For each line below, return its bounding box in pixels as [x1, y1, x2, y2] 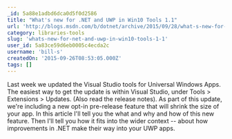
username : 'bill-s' [7, 49, 64, 56]
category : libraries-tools [7, 29, 85, 36]
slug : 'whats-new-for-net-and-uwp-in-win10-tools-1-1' [7, 36, 168, 43]
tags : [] [7, 61, 32, 68]
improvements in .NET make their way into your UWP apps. [7, 124, 175, 132]
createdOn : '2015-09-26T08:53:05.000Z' [7, 55, 122, 62]
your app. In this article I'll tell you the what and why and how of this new [7, 109, 215, 118]
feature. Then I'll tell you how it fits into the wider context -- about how [7, 116, 209, 125]
